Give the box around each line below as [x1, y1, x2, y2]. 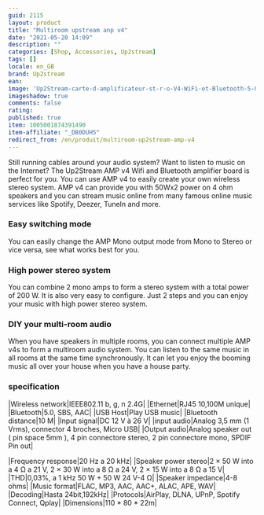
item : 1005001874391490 [8, 121, 86, 129]
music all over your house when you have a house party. [8, 362, 191, 371]
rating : [8, 107, 34, 115]
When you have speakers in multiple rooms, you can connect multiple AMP [8, 337, 251, 346]
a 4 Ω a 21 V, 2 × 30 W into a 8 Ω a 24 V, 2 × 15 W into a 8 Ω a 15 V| [8, 465, 225, 474]
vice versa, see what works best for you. [8, 245, 140, 254]
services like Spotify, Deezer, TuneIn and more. [8, 199, 161, 208]
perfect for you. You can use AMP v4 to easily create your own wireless [8, 174, 240, 183]
